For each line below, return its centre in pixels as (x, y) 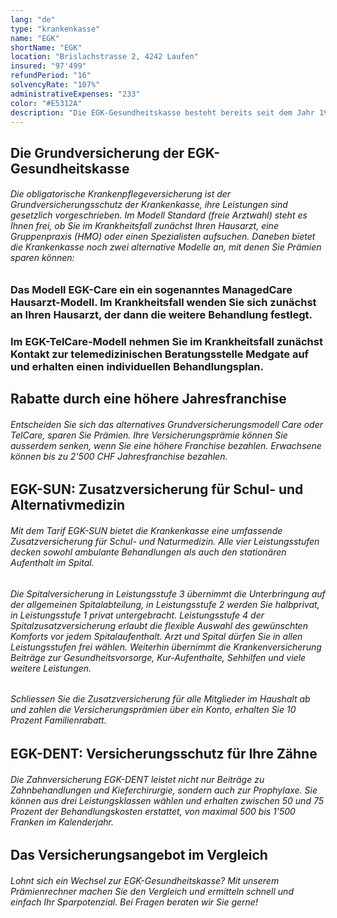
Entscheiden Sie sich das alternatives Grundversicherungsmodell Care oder (167, 424)
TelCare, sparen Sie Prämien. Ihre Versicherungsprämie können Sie (149, 435)
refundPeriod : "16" (51, 76)
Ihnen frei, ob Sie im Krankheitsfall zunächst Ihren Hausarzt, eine (144, 226)
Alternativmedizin (68, 505)
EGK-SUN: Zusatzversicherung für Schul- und (157, 489)
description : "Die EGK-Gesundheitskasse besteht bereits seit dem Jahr (162, 112)
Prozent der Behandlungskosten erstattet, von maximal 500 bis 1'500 (153, 811)
